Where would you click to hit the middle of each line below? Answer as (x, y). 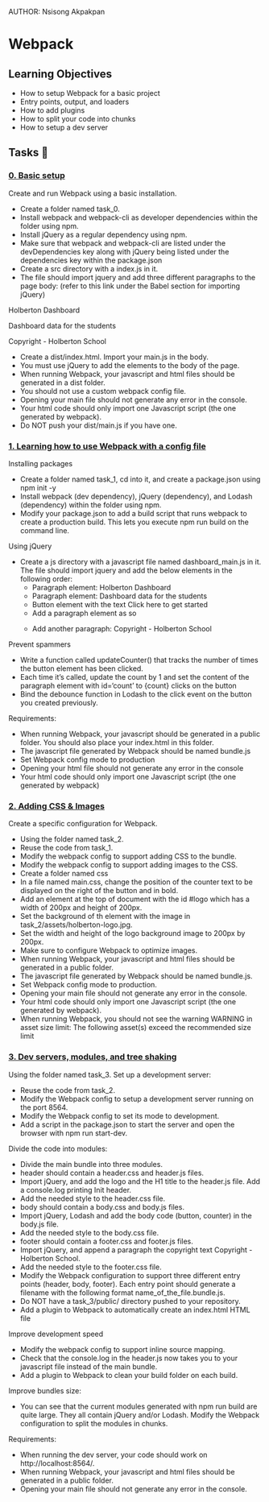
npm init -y (38, 487)
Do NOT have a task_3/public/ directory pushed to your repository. (130, 1301)
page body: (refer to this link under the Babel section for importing (130, 286)
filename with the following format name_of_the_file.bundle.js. (122, 1293)
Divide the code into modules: (58, 1148)
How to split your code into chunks (78, 119)
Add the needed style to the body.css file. (89, 1232)
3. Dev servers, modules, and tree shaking (93, 1057)
